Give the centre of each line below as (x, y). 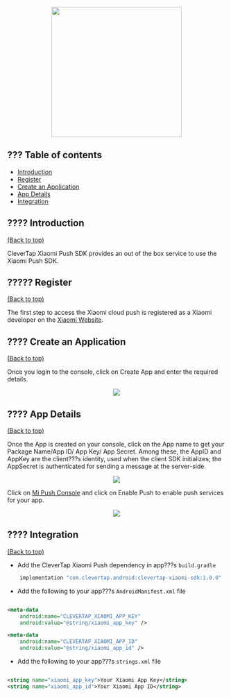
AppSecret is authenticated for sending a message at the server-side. (107, 466)
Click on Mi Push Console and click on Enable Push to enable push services (115, 493)
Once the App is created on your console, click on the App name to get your (116, 445)
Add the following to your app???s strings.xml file (89, 661)
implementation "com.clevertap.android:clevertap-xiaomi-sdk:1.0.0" (121, 578)
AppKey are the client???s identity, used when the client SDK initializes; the (114, 459)
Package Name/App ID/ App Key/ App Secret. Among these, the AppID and (114, 451)
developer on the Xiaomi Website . (55, 320)
